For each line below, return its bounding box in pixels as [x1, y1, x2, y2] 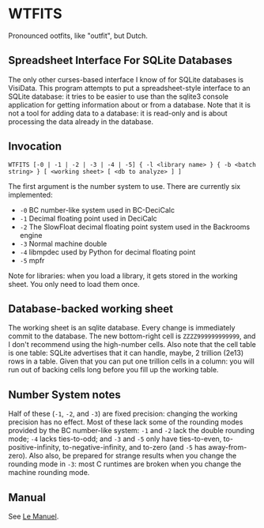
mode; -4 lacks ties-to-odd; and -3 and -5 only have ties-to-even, [8, 434, 222, 443]
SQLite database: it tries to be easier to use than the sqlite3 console [8, 92, 229, 101]
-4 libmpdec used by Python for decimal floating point [19, 247, 196, 257]
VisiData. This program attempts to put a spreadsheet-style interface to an [8, 83, 251, 92]
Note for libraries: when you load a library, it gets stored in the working [8, 270, 239, 281]
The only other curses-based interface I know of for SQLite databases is [8, 74, 243, 84]
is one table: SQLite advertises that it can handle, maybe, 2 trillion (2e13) [8, 349, 244, 358]
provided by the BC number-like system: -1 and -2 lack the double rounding [8, 426, 255, 436]
